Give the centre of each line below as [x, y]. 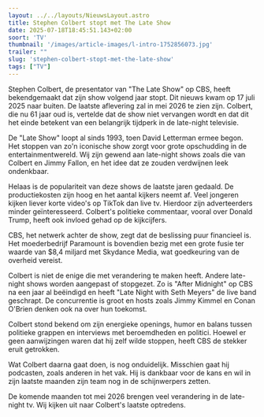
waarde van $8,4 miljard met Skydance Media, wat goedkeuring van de [124, 252]
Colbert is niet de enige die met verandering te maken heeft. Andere [119, 275]
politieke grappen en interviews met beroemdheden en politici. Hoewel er [127, 332]
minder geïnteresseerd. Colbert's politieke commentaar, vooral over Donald [130, 211]
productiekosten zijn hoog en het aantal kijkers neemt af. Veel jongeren [123, 194]
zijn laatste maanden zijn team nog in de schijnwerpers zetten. [110, 381]
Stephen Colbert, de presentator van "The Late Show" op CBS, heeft [119, 89]
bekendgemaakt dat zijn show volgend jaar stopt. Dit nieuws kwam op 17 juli [132, 97]
